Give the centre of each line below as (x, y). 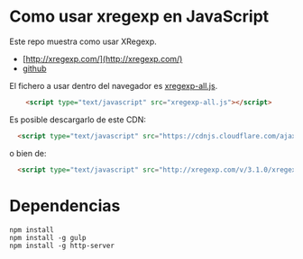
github (34, 68)
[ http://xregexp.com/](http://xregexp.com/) (102, 58)
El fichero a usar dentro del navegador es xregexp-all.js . (114, 85)
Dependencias (65, 205)
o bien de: (28, 153)
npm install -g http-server (62, 246)
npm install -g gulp (48, 237)
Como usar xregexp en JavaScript (139, 17)
